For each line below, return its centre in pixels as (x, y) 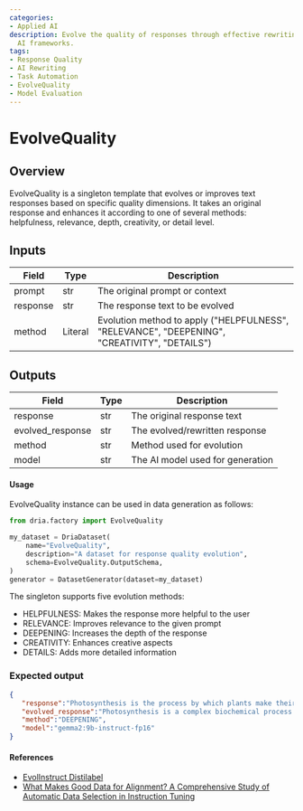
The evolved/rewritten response (198, 430)
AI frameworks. (46, 43)
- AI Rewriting (38, 69)
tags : (19, 52)
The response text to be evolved (166, 306)
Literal (76, 332)
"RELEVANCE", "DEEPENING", (161, 332)
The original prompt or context (162, 291)
